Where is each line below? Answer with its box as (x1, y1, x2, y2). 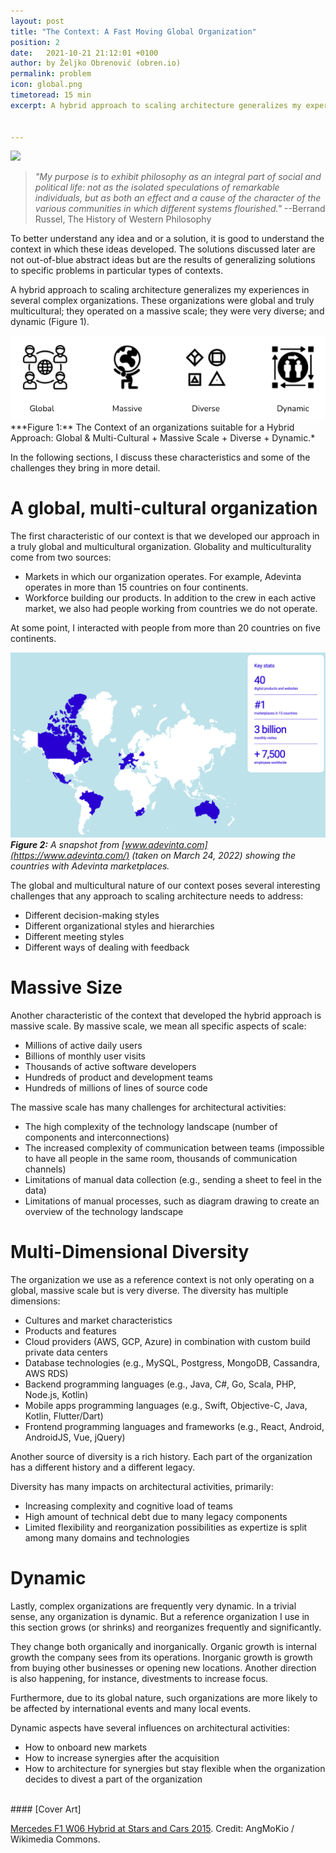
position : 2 (10, 37, 60, 47)
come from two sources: (10, 551, 112, 563)
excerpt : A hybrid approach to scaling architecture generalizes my (10, 100, 302, 110)
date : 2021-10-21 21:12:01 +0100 (10, 48, 159, 58)
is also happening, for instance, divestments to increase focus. (10, 1672, 269, 1684)
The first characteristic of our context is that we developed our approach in (10, 530, 320, 542)
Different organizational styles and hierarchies (24, 920, 215, 932)
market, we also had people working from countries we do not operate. (24, 602, 318, 614)
